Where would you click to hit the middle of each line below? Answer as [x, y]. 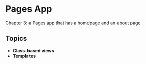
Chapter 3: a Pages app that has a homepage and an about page [73, 23]
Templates [24, 56]
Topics [16, 39]
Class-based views [33, 50]
